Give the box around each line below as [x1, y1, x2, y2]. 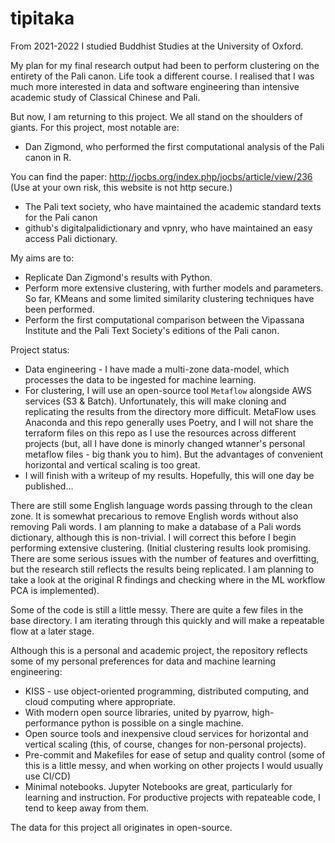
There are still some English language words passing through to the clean [10, 499, 313, 511]
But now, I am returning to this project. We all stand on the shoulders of [10, 110, 303, 122]
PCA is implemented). [10, 584, 100, 596]
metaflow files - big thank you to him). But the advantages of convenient [24, 448, 324, 460]
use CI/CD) [24, 770, 72, 782]
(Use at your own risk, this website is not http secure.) [10, 181, 233, 193]
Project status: [10, 343, 70, 356]
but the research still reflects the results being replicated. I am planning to [10, 563, 315, 575]
